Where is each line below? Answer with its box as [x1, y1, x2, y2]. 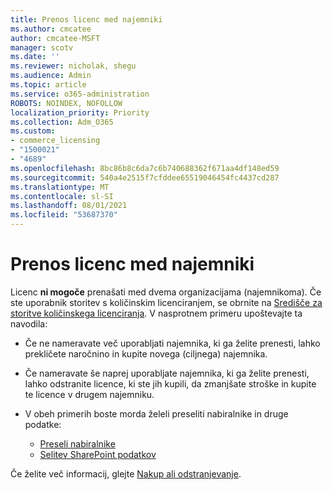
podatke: [24, 418, 62, 430]
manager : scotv [10, 42, 74, 53]
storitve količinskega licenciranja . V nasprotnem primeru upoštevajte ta [10, 307, 303, 319]
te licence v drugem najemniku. [24, 388, 155, 400]
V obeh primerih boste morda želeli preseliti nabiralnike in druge [24, 407, 289, 420]
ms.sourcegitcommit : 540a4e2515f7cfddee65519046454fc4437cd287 [10, 172, 280, 183]
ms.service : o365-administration [10, 89, 150, 99]
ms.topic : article [10, 80, 87, 90]
